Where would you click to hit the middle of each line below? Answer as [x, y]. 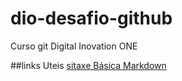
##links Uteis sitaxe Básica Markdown [88, 65]
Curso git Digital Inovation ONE [74, 46]
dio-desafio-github [91, 18]
